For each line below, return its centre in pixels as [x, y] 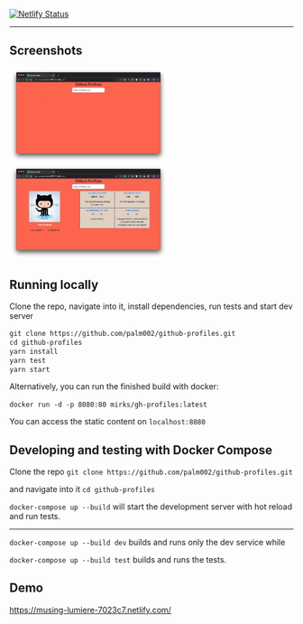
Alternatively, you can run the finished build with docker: [114, 387]
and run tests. [35, 517]
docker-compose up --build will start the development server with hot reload [151, 507]
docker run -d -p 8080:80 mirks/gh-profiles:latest [108, 405]
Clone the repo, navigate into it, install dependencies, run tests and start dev [151, 306]
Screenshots [46, 51]
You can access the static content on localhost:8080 [107, 422]
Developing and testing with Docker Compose [141, 450]
